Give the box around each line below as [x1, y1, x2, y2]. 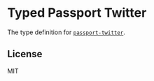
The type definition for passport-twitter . [7, 28, 126, 36]
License [7, 48, 43, 60]
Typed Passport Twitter [7, 5, 147, 21]
